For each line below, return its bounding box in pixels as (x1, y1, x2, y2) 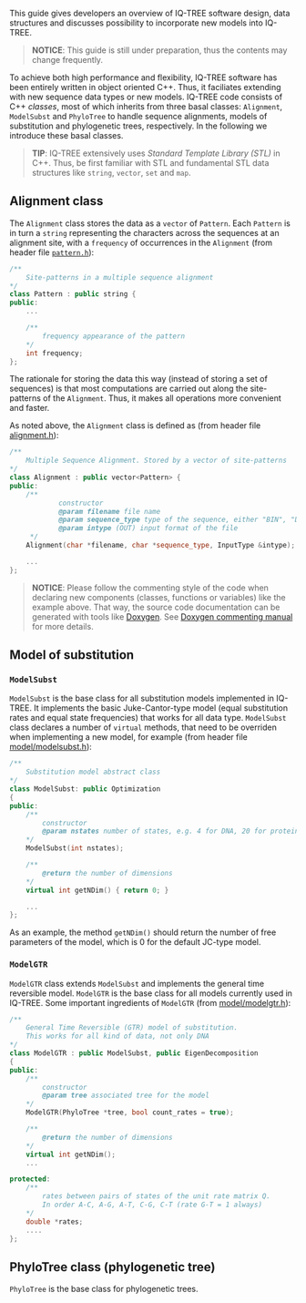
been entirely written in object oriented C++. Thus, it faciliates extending (9, 82, 281, 92)
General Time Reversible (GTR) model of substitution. (25, 1023, 239, 1032)
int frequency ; (25, 348, 84, 358)
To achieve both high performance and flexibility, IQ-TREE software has (9, 72, 278, 83)
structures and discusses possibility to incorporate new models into (9, 17, 264, 28)
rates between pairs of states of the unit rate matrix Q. (42, 1192, 271, 1201)
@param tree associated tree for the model (42, 1091, 209, 1101)
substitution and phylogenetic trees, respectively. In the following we (9, 120, 268, 131)
